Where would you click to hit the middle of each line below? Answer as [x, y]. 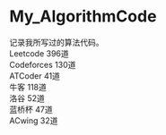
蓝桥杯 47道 [31, 109]
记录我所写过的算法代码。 [57, 42]
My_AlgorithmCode [83, 17]
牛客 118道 [28, 87]
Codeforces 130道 [43, 64]
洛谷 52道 [27, 98]
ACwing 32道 [34, 120]
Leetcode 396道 [39, 53]
